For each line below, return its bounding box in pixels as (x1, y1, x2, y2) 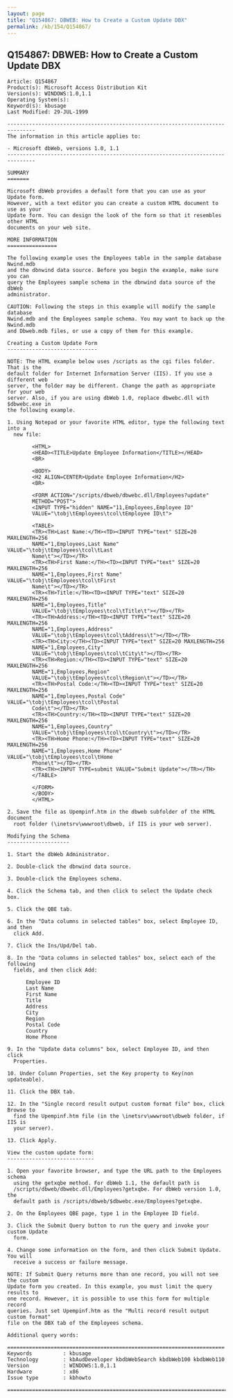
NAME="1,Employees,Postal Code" (32, 693, 126, 700)
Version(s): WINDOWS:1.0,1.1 (7, 90, 92, 97)
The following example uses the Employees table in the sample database (7, 255, 222, 262)
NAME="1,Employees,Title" (32, 602, 107, 609)
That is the (7, 364, 42, 371)
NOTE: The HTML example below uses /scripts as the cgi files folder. (7, 358, 216, 365)
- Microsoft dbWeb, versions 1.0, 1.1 (7, 145, 119, 152)
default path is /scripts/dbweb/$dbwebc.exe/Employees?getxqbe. (13, 1198, 203, 1205)
